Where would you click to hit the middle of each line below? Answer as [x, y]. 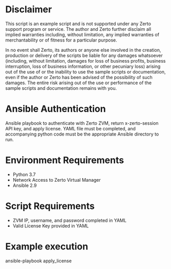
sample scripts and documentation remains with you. [61, 88]
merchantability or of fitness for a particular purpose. [61, 40]
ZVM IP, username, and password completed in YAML [70, 220]
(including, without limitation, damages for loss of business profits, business [85, 61]
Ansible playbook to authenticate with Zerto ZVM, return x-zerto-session [82, 123]
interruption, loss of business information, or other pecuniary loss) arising [83, 66]
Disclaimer [29, 9]
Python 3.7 [24, 174]
